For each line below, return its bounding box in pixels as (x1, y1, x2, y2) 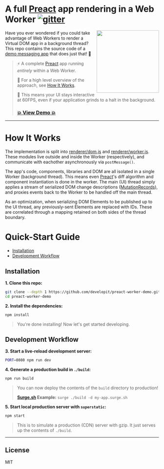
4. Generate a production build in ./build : (5, 367, 91, 373)
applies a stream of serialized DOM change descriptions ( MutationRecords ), (5, 184, 158, 190)
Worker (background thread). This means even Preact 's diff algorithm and (5, 174, 154, 179)
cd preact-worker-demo (5, 294, 51, 299)
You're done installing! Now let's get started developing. (17, 321, 130, 327)
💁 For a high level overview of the (17, 77, 84, 83)
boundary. (5, 214, 26, 221)
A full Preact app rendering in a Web (5, 3, 155, 15)
